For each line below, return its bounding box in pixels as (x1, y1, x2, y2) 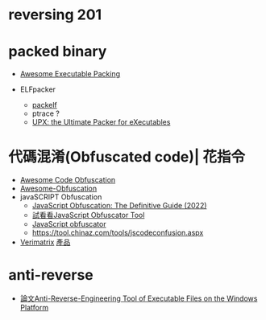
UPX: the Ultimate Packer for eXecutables (31, 117, 171, 127)
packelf (31, 101, 58, 110)
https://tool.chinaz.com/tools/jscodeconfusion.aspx (31, 228, 204, 238)
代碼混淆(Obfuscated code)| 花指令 (8, 148, 246, 166)
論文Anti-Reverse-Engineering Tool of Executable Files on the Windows (19, 293, 258, 303)
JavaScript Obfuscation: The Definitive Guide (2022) (31, 201, 207, 211)
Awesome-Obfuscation (19, 183, 98, 194)
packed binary (8, 43, 107, 61)
